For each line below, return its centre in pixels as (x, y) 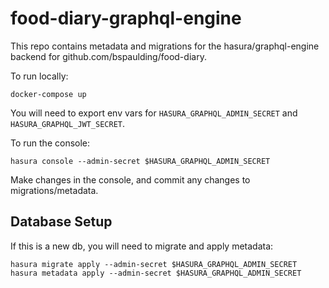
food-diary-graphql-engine (126, 18)
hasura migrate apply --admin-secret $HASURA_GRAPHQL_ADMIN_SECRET (154, 264)
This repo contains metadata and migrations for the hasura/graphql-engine (165, 46)
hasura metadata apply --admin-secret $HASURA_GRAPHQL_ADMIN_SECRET (156, 273)
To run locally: (39, 76)
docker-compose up (48, 94)
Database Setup (61, 222)
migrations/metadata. (54, 190)
